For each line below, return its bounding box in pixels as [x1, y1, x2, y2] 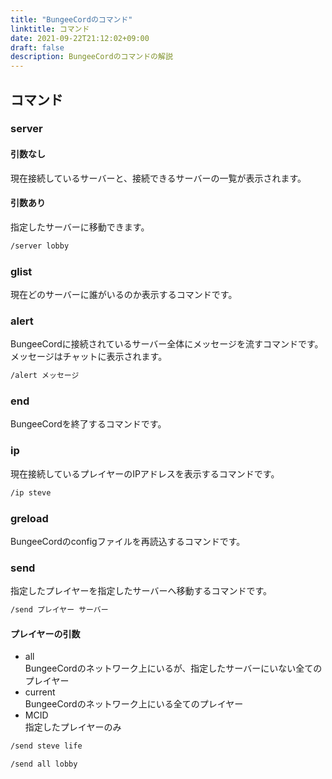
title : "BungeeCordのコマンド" [10, 14, 133, 25]
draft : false [10, 42, 65, 53]
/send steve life [10, 741, 83, 751]
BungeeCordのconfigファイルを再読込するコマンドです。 [10, 535, 246, 547]
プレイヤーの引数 [10, 627, 81, 640]
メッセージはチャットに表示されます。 [10, 351, 168, 363]
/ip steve [10, 487, 52, 498]
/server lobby [10, 241, 70, 251]
